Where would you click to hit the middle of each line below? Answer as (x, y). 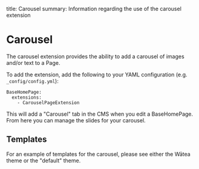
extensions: (27, 97)
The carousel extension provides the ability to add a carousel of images (95, 56)
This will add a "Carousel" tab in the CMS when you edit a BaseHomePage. (100, 114)
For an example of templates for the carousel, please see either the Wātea (98, 154)
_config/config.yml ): (32, 81)
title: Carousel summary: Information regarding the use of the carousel (94, 9)
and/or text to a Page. (33, 62)
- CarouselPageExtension (48, 102)
